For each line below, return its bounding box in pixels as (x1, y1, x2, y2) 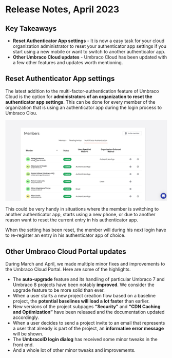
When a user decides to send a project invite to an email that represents (12, 320, 165, 326)
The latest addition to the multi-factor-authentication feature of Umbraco (5, 88, 159, 94)
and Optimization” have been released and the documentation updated (12, 309, 165, 315)
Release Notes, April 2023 (5, 4, 120, 15)
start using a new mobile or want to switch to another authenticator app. (12, 49, 166, 54)
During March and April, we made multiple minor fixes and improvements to (5, 261, 165, 267)
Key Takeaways (5, 24, 57, 33)
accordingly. (12, 314, 40, 321)
